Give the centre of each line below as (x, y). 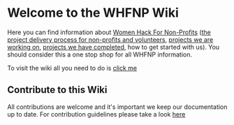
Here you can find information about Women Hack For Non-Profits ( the (109, 32)
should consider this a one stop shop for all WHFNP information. (100, 54)
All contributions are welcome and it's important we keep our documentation (117, 107)
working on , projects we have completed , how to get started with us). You (114, 47)
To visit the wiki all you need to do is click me (72, 68)
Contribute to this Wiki (57, 90)
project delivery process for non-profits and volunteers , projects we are (110, 39)
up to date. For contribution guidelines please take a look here (96, 114)
